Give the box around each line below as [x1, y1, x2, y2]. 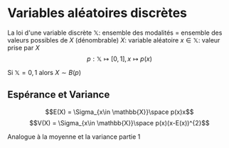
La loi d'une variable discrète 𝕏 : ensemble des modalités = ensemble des [7, 28, 223, 37]
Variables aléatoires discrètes [7, 5, 187, 21]
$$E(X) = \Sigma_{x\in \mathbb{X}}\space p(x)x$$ [45, 108, 194, 116]
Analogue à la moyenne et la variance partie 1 [7, 132, 141, 141]
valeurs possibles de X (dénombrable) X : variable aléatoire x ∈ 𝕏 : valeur [7, 35, 220, 44]
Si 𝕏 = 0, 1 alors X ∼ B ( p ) [7, 68, 82, 76]
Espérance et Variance [7, 89, 110, 101]
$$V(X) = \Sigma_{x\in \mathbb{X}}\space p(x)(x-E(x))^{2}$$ [29, 118, 210, 127]
